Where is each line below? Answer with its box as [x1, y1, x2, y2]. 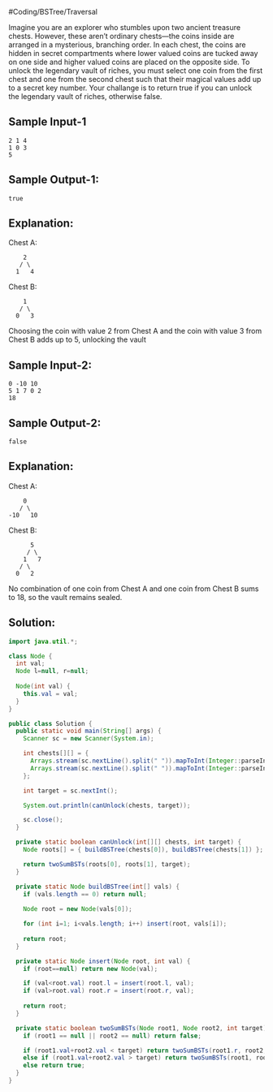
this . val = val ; [23, 689, 79, 697]
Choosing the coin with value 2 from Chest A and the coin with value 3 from [8, 326, 262, 336]
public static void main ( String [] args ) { [15, 727, 162, 736]
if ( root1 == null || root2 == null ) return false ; [23, 1031, 201, 1040]
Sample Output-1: [8, 173, 100, 187]
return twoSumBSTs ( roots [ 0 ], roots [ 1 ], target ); [23, 860, 191, 868]
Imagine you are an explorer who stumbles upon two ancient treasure [8, 23, 241, 32]
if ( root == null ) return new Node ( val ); [23, 965, 158, 973]
